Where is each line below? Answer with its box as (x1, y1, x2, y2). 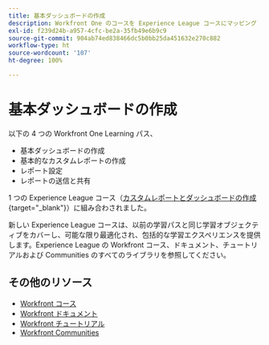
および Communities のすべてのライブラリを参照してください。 (22, 250, 230, 259)
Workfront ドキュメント (19, 308, 98, 318)
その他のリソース (8, 276, 92, 290)
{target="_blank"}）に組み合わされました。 (8, 202, 151, 213)
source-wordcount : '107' (8, 49, 92, 57)
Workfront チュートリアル (19, 319, 105, 328)
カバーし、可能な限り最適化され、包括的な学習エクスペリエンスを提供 (29, 229, 261, 239)
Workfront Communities (19, 327, 100, 337)
